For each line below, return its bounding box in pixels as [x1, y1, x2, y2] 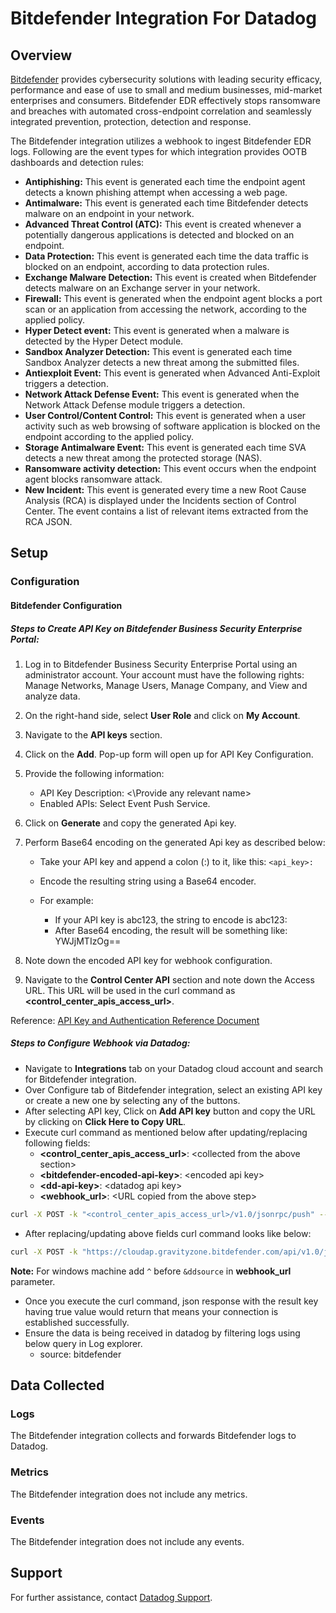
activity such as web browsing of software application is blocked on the [24, 420, 321, 432]
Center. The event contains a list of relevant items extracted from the [24, 505, 309, 517]
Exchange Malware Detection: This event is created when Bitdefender [24, 272, 317, 283]
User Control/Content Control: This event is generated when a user [24, 410, 307, 421]
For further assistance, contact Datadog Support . [10, 1591, 213, 1603]
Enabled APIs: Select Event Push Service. [39, 797, 211, 809]
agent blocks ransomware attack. [24, 473, 163, 485]
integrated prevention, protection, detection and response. [10, 116, 252, 127]
